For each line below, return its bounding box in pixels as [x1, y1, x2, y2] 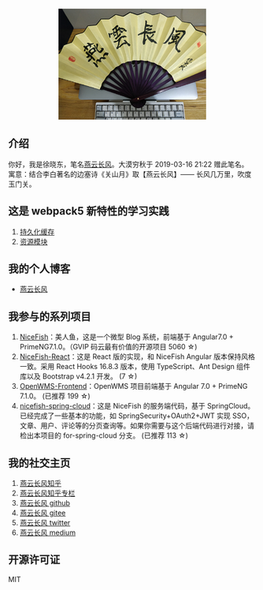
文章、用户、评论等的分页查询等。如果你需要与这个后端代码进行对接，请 [19, 421, 254, 431]
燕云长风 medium [19, 528, 76, 537]
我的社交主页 [8, 456, 71, 469]
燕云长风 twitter [19, 518, 71, 528]
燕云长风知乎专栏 [19, 488, 76, 498]
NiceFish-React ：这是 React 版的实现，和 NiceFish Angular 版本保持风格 [19, 352, 256, 361]
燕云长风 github [19, 499, 71, 508]
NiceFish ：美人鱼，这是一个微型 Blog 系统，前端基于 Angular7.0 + [19, 332, 234, 342]
